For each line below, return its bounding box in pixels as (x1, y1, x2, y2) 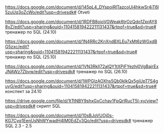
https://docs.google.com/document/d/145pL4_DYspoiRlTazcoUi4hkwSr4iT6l (5, 4, 159, 10)
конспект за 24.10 (5, 89, 42, 94)
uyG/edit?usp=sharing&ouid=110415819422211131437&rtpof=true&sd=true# (5, 83, 157, 89)
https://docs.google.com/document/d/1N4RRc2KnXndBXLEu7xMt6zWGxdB (5, 38, 158, 44)
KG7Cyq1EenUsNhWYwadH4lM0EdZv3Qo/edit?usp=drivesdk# (5, 118, 132, 123)
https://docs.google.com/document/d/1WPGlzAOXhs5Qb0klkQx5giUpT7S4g (5, 78, 159, 84)
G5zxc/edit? (5, 44, 29, 49)
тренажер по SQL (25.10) (5, 54, 57, 60)
